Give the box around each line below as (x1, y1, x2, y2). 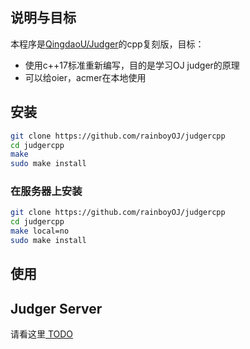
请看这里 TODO (10, 328, 74, 340)
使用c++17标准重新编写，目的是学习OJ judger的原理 (24, 59, 240, 71)
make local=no (10, 226, 70, 237)
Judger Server (10, 300, 103, 317)
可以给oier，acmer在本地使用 (24, 71, 147, 83)
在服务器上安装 (10, 184, 83, 198)
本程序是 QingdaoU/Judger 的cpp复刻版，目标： (10, 38, 205, 50)
